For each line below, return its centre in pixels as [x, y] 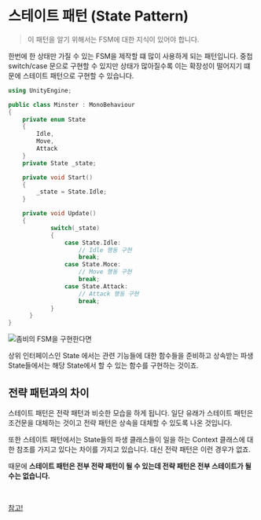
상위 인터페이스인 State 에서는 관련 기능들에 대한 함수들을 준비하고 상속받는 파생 [131, 356]
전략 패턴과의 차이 [49, 392]
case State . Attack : [96, 286]
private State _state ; [59, 163]
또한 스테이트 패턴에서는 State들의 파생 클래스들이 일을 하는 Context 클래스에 [127, 439]
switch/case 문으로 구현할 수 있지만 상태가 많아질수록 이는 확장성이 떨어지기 [125, 66]
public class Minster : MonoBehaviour [72, 104]
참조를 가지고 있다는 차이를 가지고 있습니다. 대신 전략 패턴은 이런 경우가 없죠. [134, 449]
